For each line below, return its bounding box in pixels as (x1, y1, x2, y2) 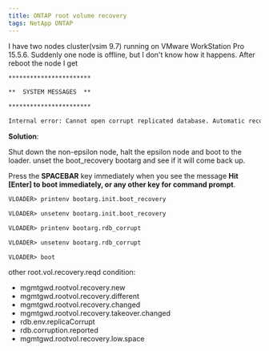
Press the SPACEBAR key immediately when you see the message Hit (8, 171, 239, 180)
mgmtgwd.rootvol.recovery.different (19, 292, 140, 301)
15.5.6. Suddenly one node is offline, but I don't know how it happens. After (8, 50, 256, 59)
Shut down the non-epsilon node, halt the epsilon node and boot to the (8, 147, 243, 156)
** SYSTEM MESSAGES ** (8, 88, 91, 96)
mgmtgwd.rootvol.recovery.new (19, 283, 126, 292)
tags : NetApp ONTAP (8, 19, 74, 27)
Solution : (8, 131, 39, 141)
